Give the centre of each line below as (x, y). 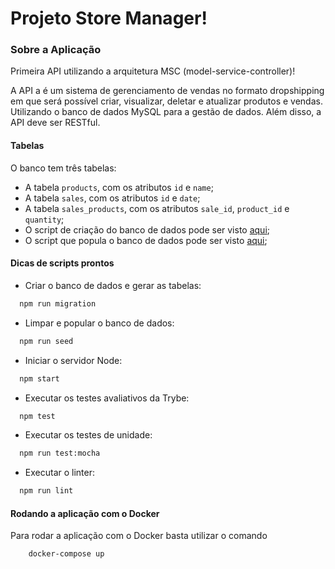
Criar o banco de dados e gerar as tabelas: (113, 285)
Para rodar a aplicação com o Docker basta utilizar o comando (139, 536)
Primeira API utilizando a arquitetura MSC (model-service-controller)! (153, 71)
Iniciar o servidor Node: (73, 360)
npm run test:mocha (60, 453)
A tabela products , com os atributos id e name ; (119, 187)
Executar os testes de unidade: (88, 435)
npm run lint (46, 491)
